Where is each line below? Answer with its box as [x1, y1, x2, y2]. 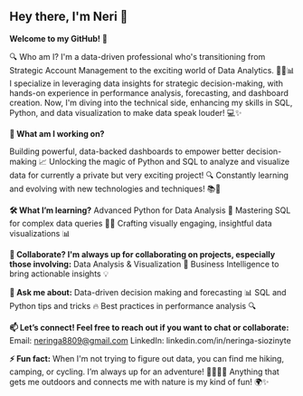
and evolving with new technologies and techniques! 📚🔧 [9, 183, 222, 194]
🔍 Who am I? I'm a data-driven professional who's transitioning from [9, 51, 266, 62]
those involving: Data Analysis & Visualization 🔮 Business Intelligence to [9, 258, 279, 269]
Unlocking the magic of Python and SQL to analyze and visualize [48, 156, 290, 167]
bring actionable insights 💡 [9, 268, 109, 279]
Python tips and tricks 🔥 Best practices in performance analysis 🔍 [9, 300, 256, 311]
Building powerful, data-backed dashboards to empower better [9, 146, 245, 157]
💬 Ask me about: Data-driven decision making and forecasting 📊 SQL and [9, 286, 287, 297]
